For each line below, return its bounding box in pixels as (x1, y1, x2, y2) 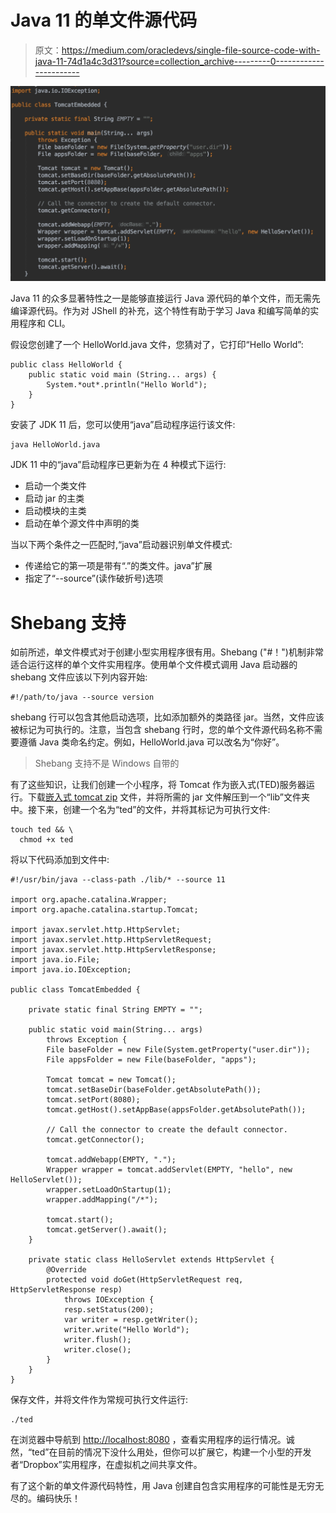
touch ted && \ (10, 825, 74, 835)
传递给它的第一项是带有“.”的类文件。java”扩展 (24, 560, 213, 572)
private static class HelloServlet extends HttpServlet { (28, 1255, 275, 1265)
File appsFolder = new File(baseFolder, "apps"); (46, 1055, 257, 1065)
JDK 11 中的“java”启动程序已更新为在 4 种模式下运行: (10, 459, 227, 471)
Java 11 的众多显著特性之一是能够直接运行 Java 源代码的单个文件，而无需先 (10, 292, 321, 305)
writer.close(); (63, 1345, 132, 1355)
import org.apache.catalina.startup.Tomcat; (10, 905, 199, 915)
